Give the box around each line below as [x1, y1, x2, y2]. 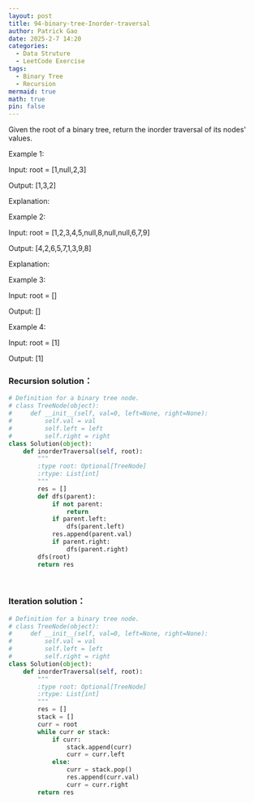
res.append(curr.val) [66, 773, 140, 782]
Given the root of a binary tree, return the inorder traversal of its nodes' [8, 125, 247, 135]
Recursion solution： [8, 375, 93, 386]
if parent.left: [51, 515, 107, 524]
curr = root [37, 720, 79, 728]
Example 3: [8, 275, 46, 285]
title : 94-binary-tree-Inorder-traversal [8, 19, 151, 28]
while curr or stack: [37, 727, 111, 736]
